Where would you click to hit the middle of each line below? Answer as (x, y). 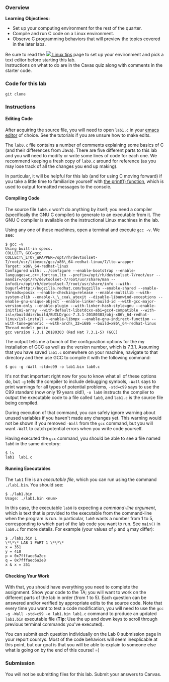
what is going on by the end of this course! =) (52, 650)
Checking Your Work (27, 576)
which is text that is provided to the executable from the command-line (78, 513)
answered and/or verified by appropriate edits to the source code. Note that (84, 603)
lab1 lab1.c (19, 457)
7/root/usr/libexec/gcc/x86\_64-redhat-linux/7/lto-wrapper (70, 262)
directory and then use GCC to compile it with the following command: (78, 357)
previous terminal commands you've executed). (55, 624)
